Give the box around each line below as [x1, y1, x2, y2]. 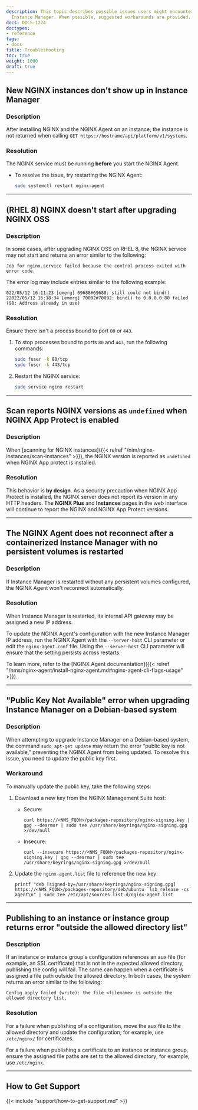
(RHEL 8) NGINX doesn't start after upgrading [6, 205, 177, 215]
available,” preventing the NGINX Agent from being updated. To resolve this [6, 748, 190, 756]
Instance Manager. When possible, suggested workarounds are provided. [11, 14, 192, 20]
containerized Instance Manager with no [6, 538, 158, 548]
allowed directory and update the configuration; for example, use [6, 1029, 164, 1036]
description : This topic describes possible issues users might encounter [6, 8, 194, 15]
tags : [6, 36, 19, 42]
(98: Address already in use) [6, 300, 81, 306]
